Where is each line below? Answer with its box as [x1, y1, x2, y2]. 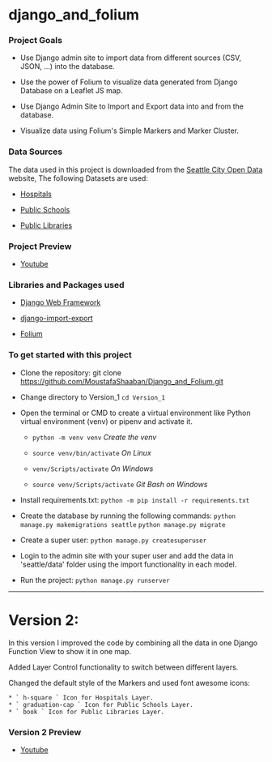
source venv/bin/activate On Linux [32, 447, 151, 457]
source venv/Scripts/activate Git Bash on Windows [32, 479, 208, 489]
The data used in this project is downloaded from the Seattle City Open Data [8, 165, 263, 174]
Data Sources [8, 146, 63, 157]
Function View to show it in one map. [8, 646, 132, 656]
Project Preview [8, 241, 72, 252]
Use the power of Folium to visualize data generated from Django [19, 77, 238, 87]
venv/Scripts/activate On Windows [32, 464, 154, 473]
